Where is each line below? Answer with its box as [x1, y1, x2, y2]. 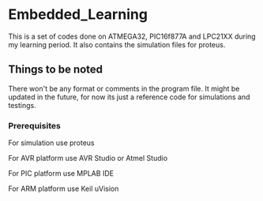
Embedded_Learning [8, 6, 148, 24]
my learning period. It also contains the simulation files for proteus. [8, 39, 226, 49]
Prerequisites [8, 120, 61, 131]
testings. [8, 100, 37, 110]
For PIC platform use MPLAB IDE [8, 169, 115, 178]
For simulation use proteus [8, 138, 95, 147]
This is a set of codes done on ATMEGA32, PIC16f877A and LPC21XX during [8, 32, 256, 41]
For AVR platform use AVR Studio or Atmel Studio [8, 154, 168, 163]
